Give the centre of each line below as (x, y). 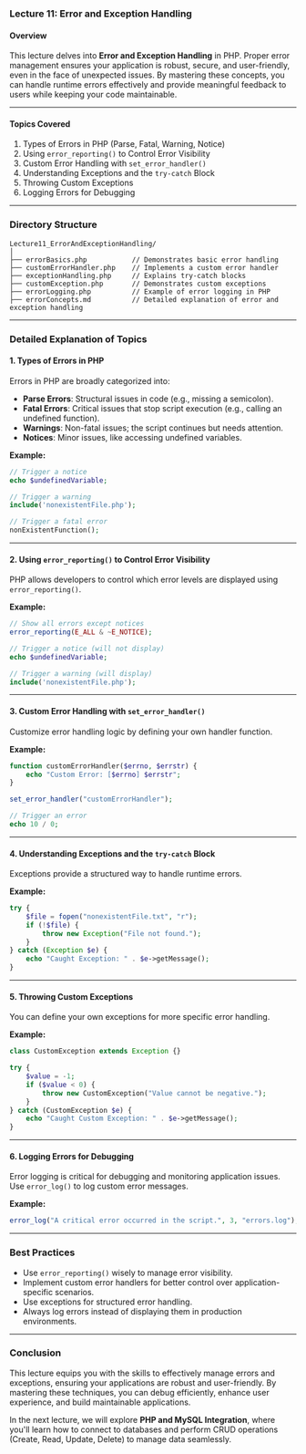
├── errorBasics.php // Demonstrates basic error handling (144, 260)
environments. (50, 1321)
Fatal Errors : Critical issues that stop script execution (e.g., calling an (152, 408)
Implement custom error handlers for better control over (127, 1282)
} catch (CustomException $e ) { (71, 1110)
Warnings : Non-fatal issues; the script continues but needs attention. (153, 428)
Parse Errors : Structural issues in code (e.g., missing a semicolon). (148, 399)
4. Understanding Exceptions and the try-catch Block (112, 853)
